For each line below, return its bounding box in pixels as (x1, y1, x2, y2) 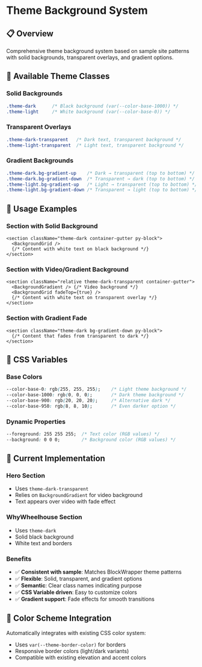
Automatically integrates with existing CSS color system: (6, 629, 146, 636)
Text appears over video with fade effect (14, 498, 116, 505)
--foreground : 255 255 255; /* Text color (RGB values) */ (6, 431, 161, 437)
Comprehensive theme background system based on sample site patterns (6, 48, 189, 54)
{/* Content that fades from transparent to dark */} (11, 333, 149, 339)
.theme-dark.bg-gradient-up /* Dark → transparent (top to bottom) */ (6, 170, 195, 176)
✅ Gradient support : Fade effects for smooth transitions (14, 595, 155, 603)
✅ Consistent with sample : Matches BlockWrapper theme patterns (14, 568, 182, 576)
